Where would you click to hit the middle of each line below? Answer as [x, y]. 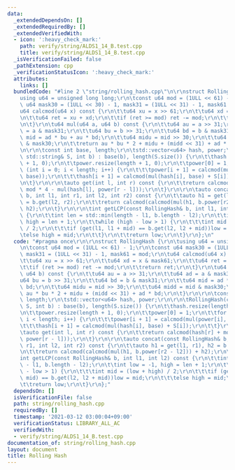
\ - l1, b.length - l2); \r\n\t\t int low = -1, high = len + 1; [114, 365]
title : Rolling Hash [37, 456]
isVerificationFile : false [53, 397]
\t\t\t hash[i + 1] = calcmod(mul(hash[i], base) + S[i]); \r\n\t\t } [120, 326]
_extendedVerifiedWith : [48, 33]
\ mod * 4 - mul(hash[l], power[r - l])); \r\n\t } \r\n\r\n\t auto [115, 190]
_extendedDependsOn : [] [48, 20]
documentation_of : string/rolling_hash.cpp [72, 443]
